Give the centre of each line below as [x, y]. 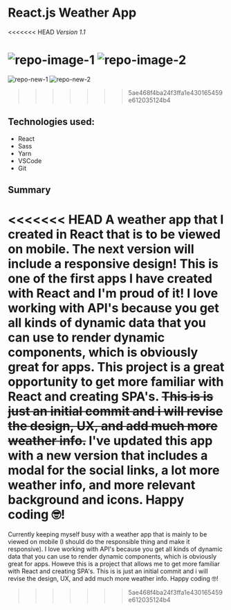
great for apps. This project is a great [116, 367]
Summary [29, 190]
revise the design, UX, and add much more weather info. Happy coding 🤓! [113, 579]
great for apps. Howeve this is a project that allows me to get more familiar [114, 564]
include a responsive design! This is [113, 264]
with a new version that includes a [108, 456]
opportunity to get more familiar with [116, 382]
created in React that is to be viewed [114, 235]
